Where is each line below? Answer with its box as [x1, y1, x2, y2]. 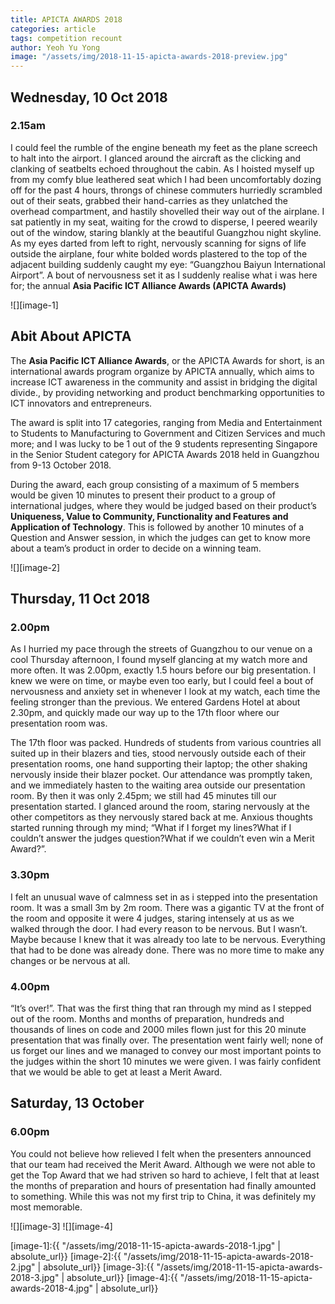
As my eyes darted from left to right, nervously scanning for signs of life [10, 237, 307, 249]
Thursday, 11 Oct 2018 [10, 591, 151, 608]
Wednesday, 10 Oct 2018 [10, 89, 168, 106]
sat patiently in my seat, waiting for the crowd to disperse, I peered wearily [10, 216, 318, 228]
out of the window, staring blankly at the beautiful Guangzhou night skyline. [10, 226, 322, 238]
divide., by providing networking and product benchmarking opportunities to [10, 386, 326, 398]
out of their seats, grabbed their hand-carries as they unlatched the [10, 194, 288, 206]
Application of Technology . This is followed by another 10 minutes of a [10, 521, 305, 533]
